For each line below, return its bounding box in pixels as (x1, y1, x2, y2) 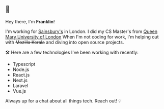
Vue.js (12, 88, 26, 94)
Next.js (12, 77, 28, 83)
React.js (12, 71, 30, 78)
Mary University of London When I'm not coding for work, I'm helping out (5, 33, 159, 40)
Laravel (12, 82, 29, 89)
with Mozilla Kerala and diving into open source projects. (5, 39, 124, 45)
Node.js (12, 66, 30, 72)
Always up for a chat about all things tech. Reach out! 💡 (5, 97, 122, 104)
